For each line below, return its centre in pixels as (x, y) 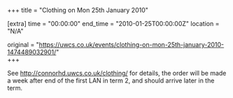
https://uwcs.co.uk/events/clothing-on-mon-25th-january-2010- (132, 44)
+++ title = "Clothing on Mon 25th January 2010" (78, 10)
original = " (23, 44)
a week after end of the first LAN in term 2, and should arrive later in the (111, 80)
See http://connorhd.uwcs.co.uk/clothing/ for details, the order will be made (117, 73)
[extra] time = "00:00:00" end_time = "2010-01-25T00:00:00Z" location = (113, 23)
